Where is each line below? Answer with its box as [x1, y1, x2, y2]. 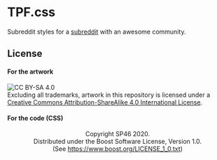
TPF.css [7, 4, 56, 20]
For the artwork [7, 67, 54, 76]
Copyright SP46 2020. [85, 129, 150, 138]
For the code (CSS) [7, 114, 64, 123]
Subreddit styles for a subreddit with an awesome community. [7, 27, 186, 36]
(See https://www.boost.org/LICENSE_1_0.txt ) [52, 145, 183, 153]
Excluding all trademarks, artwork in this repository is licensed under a [7, 91, 211, 99]
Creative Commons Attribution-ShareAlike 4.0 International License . [7, 98, 203, 106]
